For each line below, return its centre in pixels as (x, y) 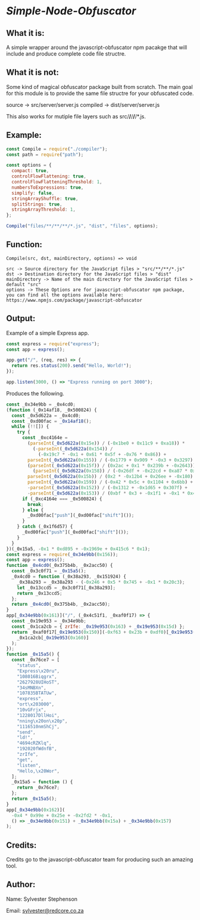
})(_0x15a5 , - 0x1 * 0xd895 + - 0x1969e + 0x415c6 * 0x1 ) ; (78, 549)
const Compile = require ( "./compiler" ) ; (57, 149)
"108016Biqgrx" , (37, 676)
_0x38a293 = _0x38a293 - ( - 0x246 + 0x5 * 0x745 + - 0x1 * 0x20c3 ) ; (101, 582)
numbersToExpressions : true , (48, 187)
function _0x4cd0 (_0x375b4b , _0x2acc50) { (60, 566)
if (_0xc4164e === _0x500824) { (62, 499)
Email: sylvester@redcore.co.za (45, 910)
